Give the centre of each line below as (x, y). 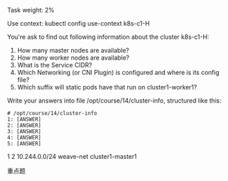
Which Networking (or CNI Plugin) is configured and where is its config (118, 72)
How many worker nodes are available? (73, 58)
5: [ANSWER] (24, 144)
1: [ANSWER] (24, 119)
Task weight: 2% (31, 10)
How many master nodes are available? (73, 50)
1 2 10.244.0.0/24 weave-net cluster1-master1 (72, 156)
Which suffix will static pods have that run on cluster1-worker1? (107, 87)
